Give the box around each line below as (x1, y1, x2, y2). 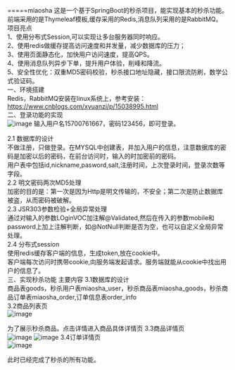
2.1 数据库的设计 (7, 135, 54, 142)
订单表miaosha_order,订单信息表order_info (13, 293, 137, 301)
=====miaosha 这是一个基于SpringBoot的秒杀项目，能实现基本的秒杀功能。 (7, 6, 229, 14)
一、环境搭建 (7, 85, 44, 94)
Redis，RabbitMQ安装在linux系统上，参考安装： (7, 94, 146, 102)
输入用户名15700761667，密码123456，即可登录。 (34, 119, 180, 128)
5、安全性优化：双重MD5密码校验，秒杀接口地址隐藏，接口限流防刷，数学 (7, 68, 222, 76)
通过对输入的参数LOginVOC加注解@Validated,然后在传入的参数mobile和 (7, 214, 215, 222)
